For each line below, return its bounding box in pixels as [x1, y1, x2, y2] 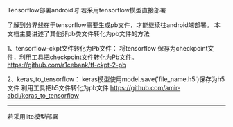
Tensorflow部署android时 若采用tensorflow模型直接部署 [7, 6, 166, 14]
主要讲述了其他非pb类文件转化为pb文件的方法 [19, 30, 150, 37]
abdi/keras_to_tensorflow [7, 92, 80, 99]
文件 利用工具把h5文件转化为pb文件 [7, 84, 109, 92]
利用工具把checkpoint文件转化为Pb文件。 [19, 53, 138, 61]
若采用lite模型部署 [7, 112, 59, 120]
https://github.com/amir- [110, 84, 181, 92]
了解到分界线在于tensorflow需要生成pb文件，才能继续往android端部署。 [7, 21, 213, 29]
